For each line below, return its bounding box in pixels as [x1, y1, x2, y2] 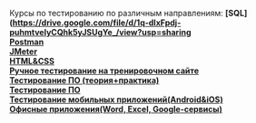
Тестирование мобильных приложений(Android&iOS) [9, 94, 224, 105]
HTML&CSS [9, 56, 54, 66]
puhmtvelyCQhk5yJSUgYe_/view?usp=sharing [9, 27, 192, 37]
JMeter [9, 46, 38, 57]
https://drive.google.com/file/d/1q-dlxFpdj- [12, 17, 182, 28]
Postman [9, 36, 44, 47]
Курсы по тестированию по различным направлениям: [9, 8, 224, 18]
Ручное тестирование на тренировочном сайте [9, 65, 200, 76]
